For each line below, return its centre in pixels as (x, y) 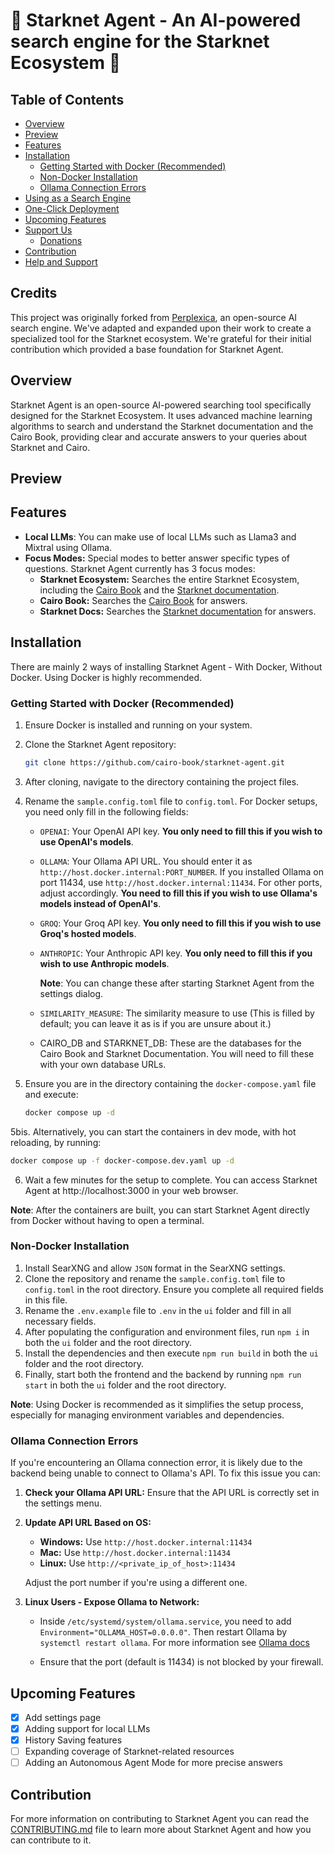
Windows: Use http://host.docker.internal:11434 (146, 1542)
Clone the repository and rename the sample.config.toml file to (155, 1278)
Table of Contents (67, 99)
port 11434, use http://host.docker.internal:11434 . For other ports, (181, 882)
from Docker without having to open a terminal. (107, 1220)
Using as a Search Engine (78, 198)
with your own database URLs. (103, 1064)
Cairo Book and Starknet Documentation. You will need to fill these (177, 1053)
